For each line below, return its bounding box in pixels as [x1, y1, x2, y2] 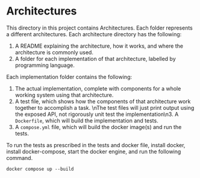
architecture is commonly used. [14, 48, 93, 56]
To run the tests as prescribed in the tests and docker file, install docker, [6, 141, 186, 148]
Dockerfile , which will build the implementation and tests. [14, 116, 158, 124]
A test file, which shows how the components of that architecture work [14, 98, 191, 105]
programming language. [14, 62, 75, 69]
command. [6, 154, 33, 161]
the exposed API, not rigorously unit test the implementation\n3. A [14, 110, 179, 118]
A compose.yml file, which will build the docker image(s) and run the [14, 123, 182, 130]
